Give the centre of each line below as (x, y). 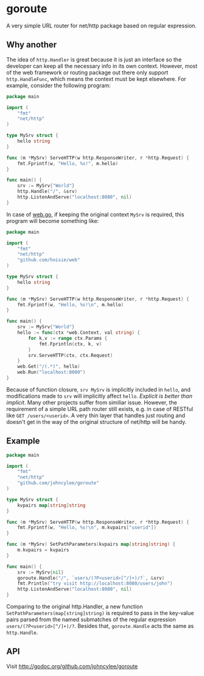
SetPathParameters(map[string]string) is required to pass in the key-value (100, 613)
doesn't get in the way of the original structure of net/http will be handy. (97, 421)
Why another (32, 45)
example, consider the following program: (58, 85)
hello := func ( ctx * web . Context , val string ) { (79, 333)
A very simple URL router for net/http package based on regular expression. (101, 26)
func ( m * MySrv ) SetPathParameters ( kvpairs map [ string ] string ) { (91, 544)
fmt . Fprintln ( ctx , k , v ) (70, 344)
